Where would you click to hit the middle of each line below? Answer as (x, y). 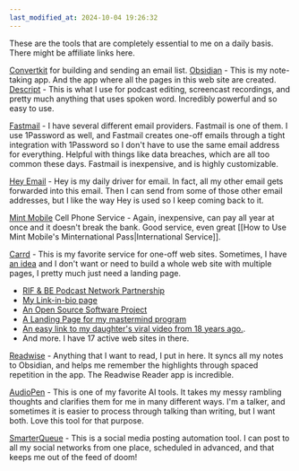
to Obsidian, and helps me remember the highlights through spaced (134, 365)
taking (21, 79)
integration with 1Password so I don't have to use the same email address (145, 144)
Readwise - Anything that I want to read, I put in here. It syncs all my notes (146, 355)
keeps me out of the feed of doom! (73, 457)
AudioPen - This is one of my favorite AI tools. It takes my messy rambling (145, 392)
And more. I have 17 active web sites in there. (106, 338)
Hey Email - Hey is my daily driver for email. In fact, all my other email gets (146, 181)
